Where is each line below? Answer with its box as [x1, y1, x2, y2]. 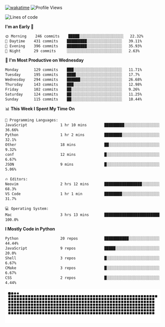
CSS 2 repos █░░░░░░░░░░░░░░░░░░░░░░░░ [5, 275, 160, 280]
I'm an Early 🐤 [5, 24, 34, 30]
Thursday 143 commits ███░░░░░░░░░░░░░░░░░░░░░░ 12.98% [5, 82, 142, 87]
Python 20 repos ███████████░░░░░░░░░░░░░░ [5, 236, 160, 241]
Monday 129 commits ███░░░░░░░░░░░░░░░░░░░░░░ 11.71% [5, 67, 142, 72]
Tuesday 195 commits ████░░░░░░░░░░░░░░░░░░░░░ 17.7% [5, 72, 140, 77]
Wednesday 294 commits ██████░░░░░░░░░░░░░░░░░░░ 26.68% [5, 77, 142, 82]
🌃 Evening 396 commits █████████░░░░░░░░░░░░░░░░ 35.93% [5, 44, 142, 49]
